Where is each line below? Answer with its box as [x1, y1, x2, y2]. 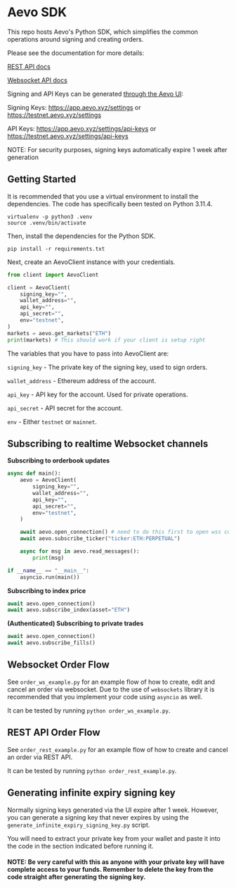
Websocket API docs [7, 75, 68, 85]
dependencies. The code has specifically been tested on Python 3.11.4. [7, 199, 213, 208]
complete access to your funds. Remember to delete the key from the [7, 865, 214, 874]
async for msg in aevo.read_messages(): [20, 548, 140, 555]
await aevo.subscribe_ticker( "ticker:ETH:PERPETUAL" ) [20, 535, 181, 542]
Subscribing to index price [7, 586, 86, 595]
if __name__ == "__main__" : [7, 567, 90, 574]
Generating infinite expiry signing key [7, 787, 176, 799]
